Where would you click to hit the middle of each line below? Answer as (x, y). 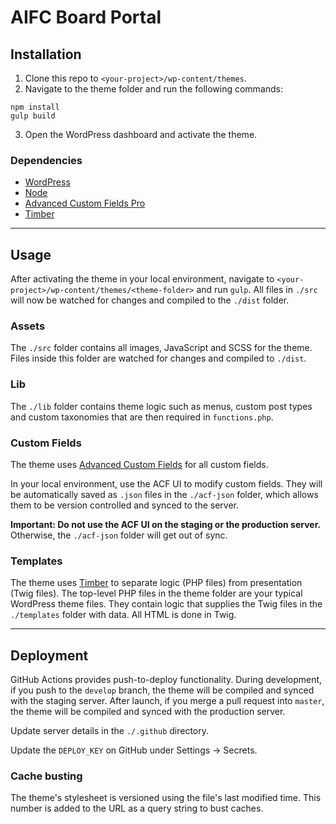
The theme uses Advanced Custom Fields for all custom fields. (139, 464)
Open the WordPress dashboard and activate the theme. (141, 134)
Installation (46, 54)
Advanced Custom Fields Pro (85, 203)
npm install (35, 107)
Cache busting (46, 776)
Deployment (49, 655)
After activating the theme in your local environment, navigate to (142, 279)
